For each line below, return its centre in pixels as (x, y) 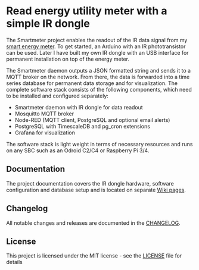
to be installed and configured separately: (57, 96)
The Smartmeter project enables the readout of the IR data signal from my (97, 40)
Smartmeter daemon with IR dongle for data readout (79, 107)
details (14, 262)
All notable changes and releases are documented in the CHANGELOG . (93, 223)
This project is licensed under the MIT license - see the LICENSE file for (94, 256)
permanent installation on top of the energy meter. (68, 59)
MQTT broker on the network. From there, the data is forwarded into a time (98, 77)
